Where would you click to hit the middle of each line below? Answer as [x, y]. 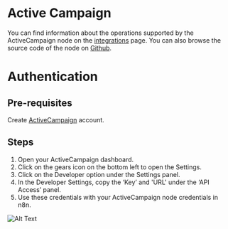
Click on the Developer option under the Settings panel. [99, 174]
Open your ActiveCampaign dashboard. [76, 159]
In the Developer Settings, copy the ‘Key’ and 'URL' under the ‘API [113, 182]
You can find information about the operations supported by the [101, 33]
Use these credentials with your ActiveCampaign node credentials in [118, 197]
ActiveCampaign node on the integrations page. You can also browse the [114, 40]
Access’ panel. [39, 189]
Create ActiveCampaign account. [56, 119]
